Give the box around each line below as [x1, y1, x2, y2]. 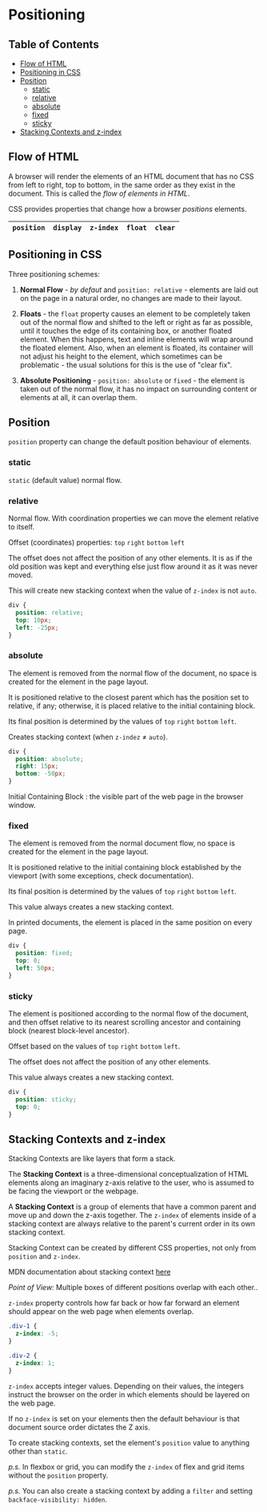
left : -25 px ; [15, 623, 59, 631]
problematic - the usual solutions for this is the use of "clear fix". [19, 359, 233, 370]
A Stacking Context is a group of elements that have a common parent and [8, 1202, 257, 1212]
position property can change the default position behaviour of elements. [8, 437, 252, 447]
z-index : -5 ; [15, 1330, 59, 1338]
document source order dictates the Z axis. [8, 1422, 150, 1432]
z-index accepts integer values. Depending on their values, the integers [8, 1381, 245, 1391]
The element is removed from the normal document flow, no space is [8, 838, 236, 848]
